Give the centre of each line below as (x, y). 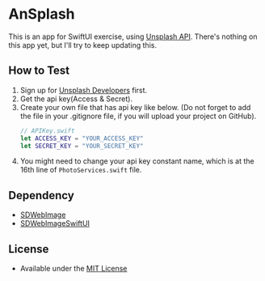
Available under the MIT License (74, 268)
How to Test (39, 71)
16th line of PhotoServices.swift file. (81, 170)
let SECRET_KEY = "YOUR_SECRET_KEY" (82, 146)
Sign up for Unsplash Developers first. (84, 90)
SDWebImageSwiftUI (55, 224)
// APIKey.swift (47, 130)
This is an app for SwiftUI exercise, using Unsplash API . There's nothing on (133, 36)
